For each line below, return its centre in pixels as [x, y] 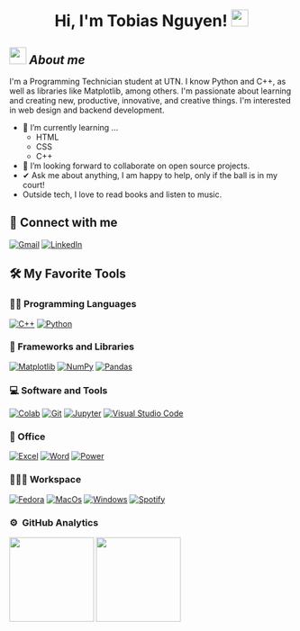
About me [57, 60]
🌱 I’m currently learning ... [70, 127]
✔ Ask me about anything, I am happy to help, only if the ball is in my [150, 175]
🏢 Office [27, 437]
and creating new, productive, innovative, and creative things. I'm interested [150, 100]
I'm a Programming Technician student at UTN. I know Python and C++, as [148, 81]
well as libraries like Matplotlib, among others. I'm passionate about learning [150, 91]
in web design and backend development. [87, 110]
